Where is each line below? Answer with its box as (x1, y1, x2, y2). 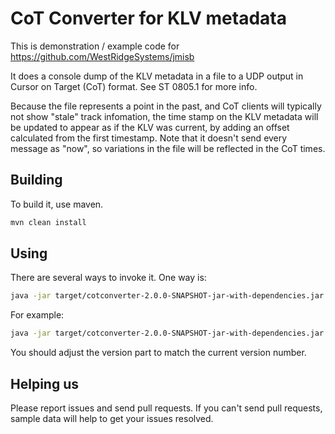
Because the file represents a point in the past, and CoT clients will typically (10, 100, 322, 112)
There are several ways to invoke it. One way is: (10, 272, 207, 284)
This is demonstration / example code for (10, 40, 180, 52)
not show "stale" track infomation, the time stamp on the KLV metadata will (10, 110, 319, 122)
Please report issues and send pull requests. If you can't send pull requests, (10, 402, 323, 414)
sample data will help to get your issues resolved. (10, 413, 214, 424)
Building (10, 172, 63, 189)
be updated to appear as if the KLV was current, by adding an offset (10, 121, 290, 133)
